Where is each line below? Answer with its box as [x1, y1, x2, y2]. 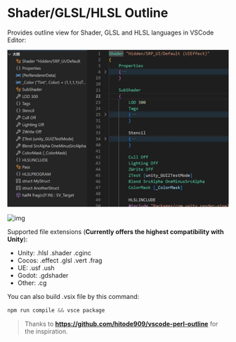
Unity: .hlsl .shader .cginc [17, 248, 91, 257]
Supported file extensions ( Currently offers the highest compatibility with [7, 227, 224, 236]
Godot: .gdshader [17, 271, 69, 279]
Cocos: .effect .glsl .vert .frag [17, 256, 103, 264]
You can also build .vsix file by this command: [7, 292, 140, 300]
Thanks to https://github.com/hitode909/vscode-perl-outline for [24, 319, 218, 328]
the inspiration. [24, 326, 68, 336]
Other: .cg [17, 279, 47, 287]
